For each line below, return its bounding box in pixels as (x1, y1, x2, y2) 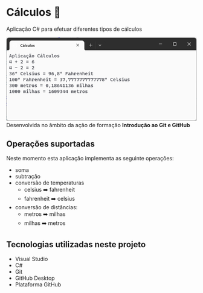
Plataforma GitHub (14, 281, 62, 288)
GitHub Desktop (14, 274, 56, 282)
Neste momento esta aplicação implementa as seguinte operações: (6, 155, 174, 162)
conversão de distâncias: (14, 204, 78, 211)
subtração (14, 173, 41, 180)
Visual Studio (14, 256, 48, 263)
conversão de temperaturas (14, 179, 85, 186)
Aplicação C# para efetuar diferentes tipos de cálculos (6, 25, 143, 33)
